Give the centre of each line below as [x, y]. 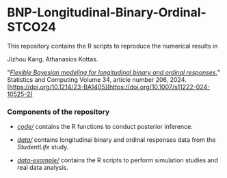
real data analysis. [42, 168]
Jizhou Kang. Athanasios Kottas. [53, 59]
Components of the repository [58, 112]
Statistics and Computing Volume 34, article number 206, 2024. [97, 79]
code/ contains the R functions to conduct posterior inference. [105, 127]
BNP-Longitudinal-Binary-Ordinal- [107, 13]
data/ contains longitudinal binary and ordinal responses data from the [116, 140]
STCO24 [32, 27]
